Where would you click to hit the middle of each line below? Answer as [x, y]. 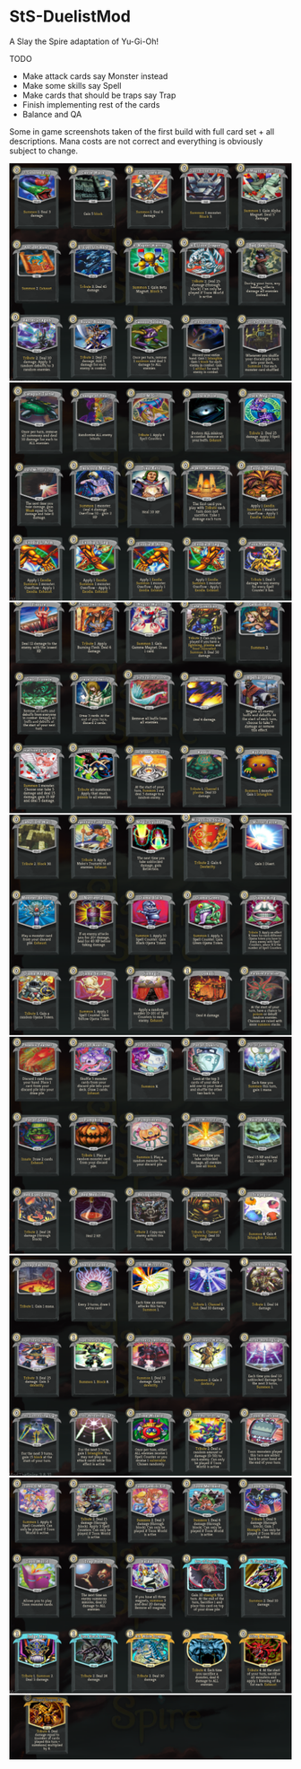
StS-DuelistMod [70, 17]
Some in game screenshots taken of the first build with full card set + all [142, 131]
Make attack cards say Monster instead [95, 76]
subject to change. [44, 151]
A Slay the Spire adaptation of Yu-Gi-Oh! [84, 41]
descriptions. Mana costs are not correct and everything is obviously [136, 141]
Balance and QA [52, 114]
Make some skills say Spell [72, 85]
